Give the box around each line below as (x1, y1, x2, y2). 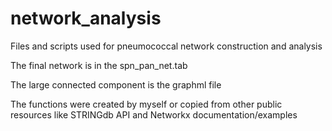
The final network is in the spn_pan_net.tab (10, 59, 188, 71)
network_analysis (10, 7, 162, 30)
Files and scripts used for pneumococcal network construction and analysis (10, 40, 323, 52)
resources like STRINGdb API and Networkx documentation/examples (10, 108, 298, 121)
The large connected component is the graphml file (10, 78, 222, 91)
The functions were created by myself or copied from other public (10, 98, 283, 110)
